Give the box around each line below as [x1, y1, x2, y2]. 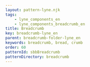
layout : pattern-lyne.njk [5, 7, 60, 13]
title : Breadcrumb [5, 26, 44, 31]
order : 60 [5, 45, 26, 50]
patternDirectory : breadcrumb [5, 54, 70, 59]
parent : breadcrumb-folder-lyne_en [5, 36, 81, 41]
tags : [5, 12, 17, 17]
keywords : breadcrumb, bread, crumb [5, 40, 83, 45]
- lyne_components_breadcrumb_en [14, 21, 85, 27]
